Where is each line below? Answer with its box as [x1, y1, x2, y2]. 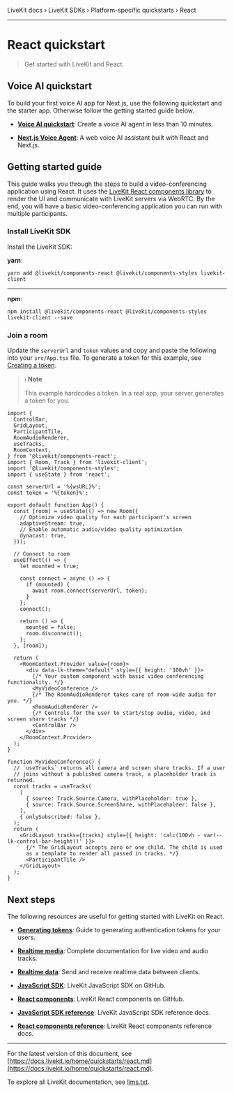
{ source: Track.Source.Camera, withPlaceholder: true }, [25, 795, 198, 802]
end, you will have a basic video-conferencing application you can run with [7, 202, 223, 210]
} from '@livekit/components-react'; [7, 453, 117, 460]
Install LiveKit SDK [7, 226, 71, 236]
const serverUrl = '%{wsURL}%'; [7, 484, 101, 491]
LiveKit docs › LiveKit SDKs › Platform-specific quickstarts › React [7, 6, 196, 14]
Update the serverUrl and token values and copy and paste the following [7, 346, 217, 355]
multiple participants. [7, 209, 68, 217]
